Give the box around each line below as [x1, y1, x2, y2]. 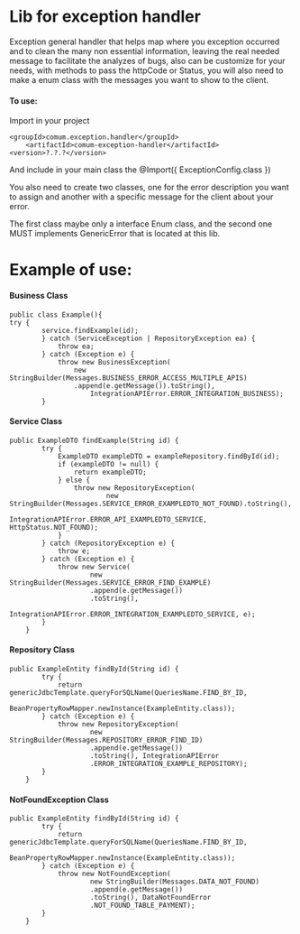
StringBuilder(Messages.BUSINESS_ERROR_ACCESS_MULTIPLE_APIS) [9, 373, 248, 383]
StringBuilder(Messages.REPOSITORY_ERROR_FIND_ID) [9, 735, 204, 744]
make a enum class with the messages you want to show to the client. [9, 74, 268, 85]
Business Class [9, 290, 68, 301]
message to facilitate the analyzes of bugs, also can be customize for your [9, 55, 286, 66]
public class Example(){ [9, 310, 103, 319]
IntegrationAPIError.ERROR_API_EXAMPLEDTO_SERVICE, [9, 514, 207, 524]
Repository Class [9, 644, 75, 655]
